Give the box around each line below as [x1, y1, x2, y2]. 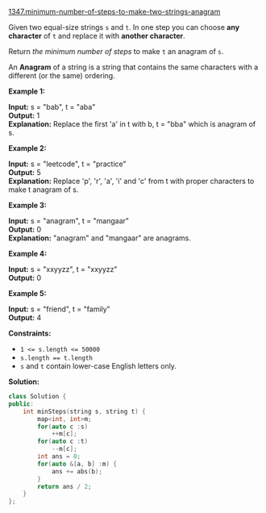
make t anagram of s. [8, 185, 79, 194]
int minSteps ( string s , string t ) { [23, 407, 147, 415]
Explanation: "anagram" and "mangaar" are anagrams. [8, 233, 192, 243]
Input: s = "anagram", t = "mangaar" [8, 216, 130, 225]
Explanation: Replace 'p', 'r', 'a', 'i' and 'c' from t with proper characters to [8, 177, 255, 186]
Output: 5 [8, 168, 42, 177]
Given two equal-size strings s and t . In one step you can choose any [8, 23, 240, 31]
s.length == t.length [19, 354, 93, 362]
